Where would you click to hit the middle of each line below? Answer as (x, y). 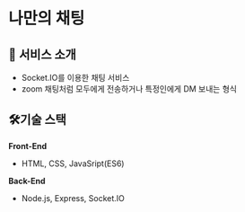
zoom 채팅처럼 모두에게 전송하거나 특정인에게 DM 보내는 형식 (129, 89)
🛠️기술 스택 (37, 120)
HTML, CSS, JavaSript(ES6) (73, 163)
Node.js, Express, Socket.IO (73, 198)
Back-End (27, 181)
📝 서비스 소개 (43, 54)
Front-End (28, 146)
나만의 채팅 (47, 18)
